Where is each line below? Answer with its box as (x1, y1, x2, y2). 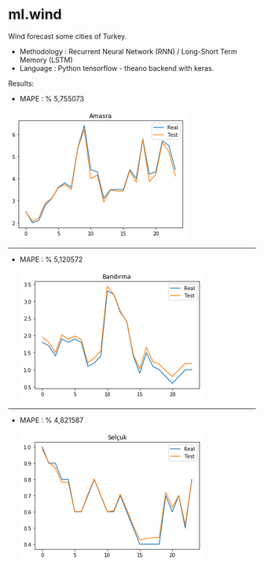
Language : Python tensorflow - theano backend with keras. (19, 63, 214, 72)
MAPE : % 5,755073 (19, 94, 85, 103)
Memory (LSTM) (19, 55, 73, 64)
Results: (8, 79, 35, 88)
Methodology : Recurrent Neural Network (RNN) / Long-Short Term (19, 46, 237, 56)
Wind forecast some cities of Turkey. (8, 31, 127, 41)
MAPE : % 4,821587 (19, 415, 84, 425)
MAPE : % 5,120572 (19, 254, 83, 264)
